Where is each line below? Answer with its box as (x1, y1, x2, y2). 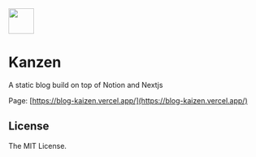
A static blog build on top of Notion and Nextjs (8, 80, 163, 89)
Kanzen (8, 53, 62, 72)
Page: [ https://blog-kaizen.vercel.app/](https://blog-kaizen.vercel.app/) (8, 95, 248, 105)
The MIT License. (8, 141, 67, 150)
